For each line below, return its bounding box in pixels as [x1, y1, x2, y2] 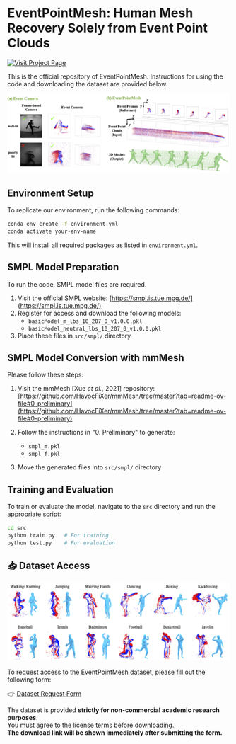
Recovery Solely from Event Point [7, 20, 208, 36]
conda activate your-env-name [7, 228, 97, 235]
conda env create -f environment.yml [7, 221, 119, 228]
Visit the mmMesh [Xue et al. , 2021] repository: [17, 384, 155, 393]
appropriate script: [7, 510, 61, 518]
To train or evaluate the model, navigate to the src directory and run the [7, 503, 216, 511]
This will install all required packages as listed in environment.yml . [7, 241, 199, 249]
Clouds [7, 35, 51, 51]
